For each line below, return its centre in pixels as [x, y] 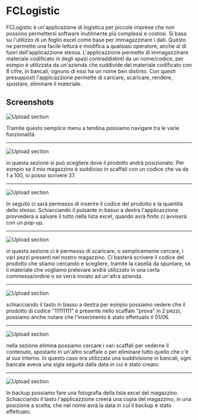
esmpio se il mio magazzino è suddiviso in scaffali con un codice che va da [97, 169]
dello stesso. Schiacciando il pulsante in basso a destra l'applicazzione [92, 210]
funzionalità [20, 134]
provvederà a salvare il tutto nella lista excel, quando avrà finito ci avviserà [97, 216]
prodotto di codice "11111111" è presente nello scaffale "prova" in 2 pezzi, [94, 311]
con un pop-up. [25, 222]
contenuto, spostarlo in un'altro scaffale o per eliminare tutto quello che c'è [97, 351]
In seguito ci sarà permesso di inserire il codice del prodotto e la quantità [95, 204]
